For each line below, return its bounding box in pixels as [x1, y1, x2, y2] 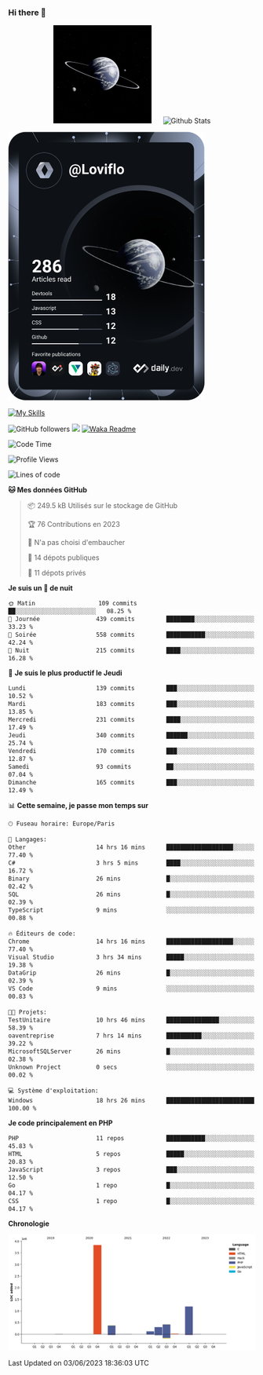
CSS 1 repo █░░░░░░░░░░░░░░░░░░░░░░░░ [8, 1198, 255, 1205]
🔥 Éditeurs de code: [8, 930, 76, 938]
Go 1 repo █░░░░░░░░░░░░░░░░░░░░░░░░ [8, 1182, 255, 1190]
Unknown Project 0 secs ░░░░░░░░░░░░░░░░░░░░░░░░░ [8, 1063, 255, 1071]
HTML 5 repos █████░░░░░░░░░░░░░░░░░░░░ [8, 1150, 255, 1158]
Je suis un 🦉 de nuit [8, 583, 73, 593]
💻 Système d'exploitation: [8, 1087, 100, 1095]
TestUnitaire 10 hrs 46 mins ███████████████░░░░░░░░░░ [8, 1016, 255, 1024]
